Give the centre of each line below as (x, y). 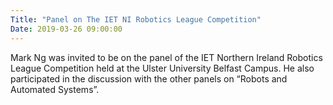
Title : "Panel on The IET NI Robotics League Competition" (136, 19)
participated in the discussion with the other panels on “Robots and (149, 78)
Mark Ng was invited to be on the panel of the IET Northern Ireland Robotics (166, 57)
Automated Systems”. (55, 89)
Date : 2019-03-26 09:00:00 (66, 29)
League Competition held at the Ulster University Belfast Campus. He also (162, 68)
